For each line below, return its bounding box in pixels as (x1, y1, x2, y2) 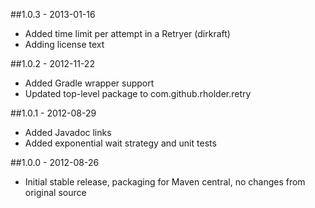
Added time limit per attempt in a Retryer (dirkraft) (24, 28, 231, 39)
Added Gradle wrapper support (24, 77, 155, 89)
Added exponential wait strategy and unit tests (24, 137, 217, 149)
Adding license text (24, 39, 105, 50)
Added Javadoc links (24, 127, 112, 138)
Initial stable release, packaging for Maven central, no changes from (24, 176, 306, 188)
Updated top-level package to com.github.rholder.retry (24, 88, 252, 99)
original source (24, 187, 87, 198)
